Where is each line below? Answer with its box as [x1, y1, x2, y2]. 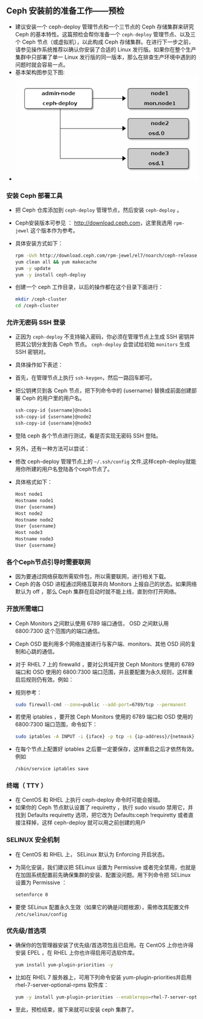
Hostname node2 [15, 516, 54, 523]
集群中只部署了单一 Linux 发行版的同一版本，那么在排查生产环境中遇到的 [15, 53, 197, 61]
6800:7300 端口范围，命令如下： [15, 721, 98, 728]
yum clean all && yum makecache [15, 259, 97, 265]
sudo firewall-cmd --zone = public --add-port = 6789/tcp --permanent [15, 702, 187, 708]
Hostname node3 [15, 536, 54, 542]
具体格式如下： [15, 478, 53, 486]
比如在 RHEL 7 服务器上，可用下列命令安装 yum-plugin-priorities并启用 [15, 973, 192, 981]
